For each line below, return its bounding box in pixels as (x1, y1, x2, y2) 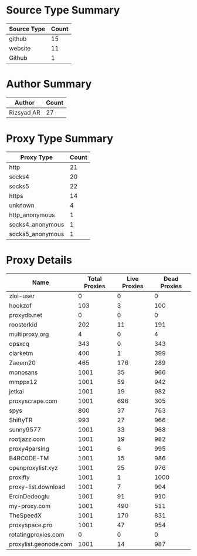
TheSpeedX (9, 511, 42, 520)
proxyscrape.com (9, 397, 57, 405)
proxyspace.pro (9, 521, 53, 529)
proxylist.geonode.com (9, 540, 73, 548)
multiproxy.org (9, 330, 49, 338)
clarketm (9, 349, 33, 357)
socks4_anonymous (9, 220, 64, 228)
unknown (9, 201, 35, 209)
